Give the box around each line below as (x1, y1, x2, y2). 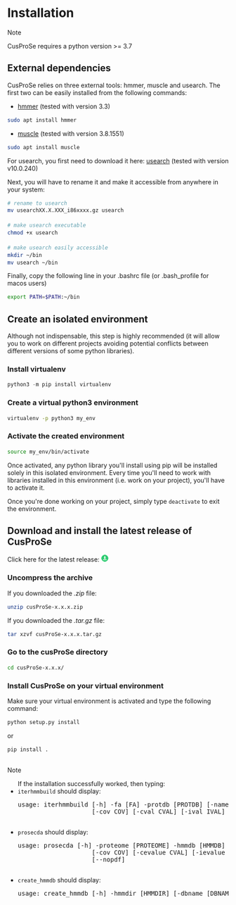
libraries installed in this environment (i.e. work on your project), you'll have (7, 476, 225, 484)
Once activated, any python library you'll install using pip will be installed (7, 461, 218, 469)
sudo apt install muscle (7, 144, 80, 151)
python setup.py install (7, 719, 80, 726)
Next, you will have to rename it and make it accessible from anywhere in (7, 177, 219, 186)
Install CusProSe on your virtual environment (7, 681, 164, 690)
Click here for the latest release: (7, 555, 100, 564)
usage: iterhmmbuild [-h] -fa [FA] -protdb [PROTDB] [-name (17, 800, 230, 809)
